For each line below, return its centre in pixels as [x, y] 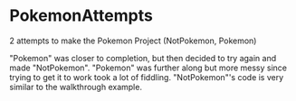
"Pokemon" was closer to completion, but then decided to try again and [143, 58]
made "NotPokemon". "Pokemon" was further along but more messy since [148, 68]
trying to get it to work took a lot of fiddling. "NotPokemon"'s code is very [147, 77]
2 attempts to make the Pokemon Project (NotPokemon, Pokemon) [133, 41]
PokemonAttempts [81, 16]
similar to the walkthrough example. [76, 87]
